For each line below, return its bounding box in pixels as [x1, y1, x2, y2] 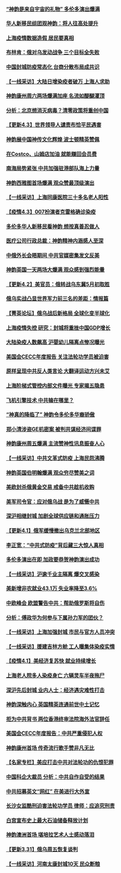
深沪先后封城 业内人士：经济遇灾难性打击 [6, 686, 105, 693]
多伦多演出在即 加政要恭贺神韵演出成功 [6, 556, 100, 563]
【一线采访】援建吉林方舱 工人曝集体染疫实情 [6, 643, 115, 650]
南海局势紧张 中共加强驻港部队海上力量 [6, 165, 100, 172]
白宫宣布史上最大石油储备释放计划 [6, 817, 88, 824]
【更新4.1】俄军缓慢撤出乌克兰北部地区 [6, 527, 101, 534]
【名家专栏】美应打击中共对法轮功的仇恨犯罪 [6, 759, 114, 766]
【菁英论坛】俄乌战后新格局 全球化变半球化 [6, 310, 110, 317]
